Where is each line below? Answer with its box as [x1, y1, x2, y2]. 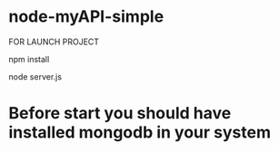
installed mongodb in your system [8, 122, 272, 143]
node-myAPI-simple [8, 6, 164, 27]
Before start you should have [8, 103, 232, 124]
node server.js [8, 71, 63, 82]
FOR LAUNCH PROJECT [8, 36, 100, 47]
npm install [8, 53, 50, 64]
